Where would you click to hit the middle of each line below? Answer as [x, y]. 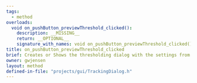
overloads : [19, 22]
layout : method [25, 66]
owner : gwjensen [26, 60]
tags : [13, 11]
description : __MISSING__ [48, 33]
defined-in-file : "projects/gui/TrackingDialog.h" [69, 71]
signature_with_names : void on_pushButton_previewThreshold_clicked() [105, 44]
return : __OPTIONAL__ [43, 39]
